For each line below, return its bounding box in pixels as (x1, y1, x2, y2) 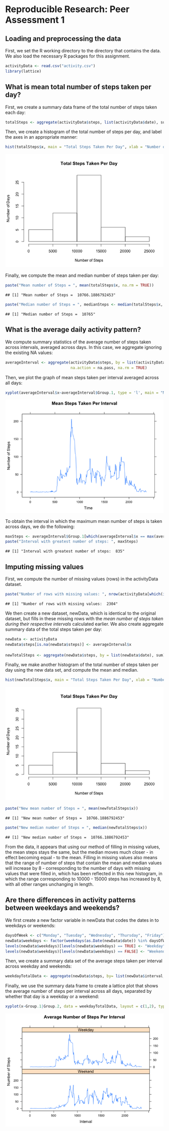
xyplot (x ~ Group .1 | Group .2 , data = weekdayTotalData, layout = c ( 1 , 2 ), (5, 1004, 156, 1009)
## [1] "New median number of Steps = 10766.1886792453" (5, 835, 129, 840)
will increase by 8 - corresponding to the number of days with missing (5, 865, 151, 871)
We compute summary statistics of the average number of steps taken (5, 339, 151, 345)
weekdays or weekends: (5, 922, 56, 928)
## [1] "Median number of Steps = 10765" (5, 312, 96, 317)
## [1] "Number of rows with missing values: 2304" (5, 601, 118, 606)
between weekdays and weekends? (5, 904, 120, 912)
